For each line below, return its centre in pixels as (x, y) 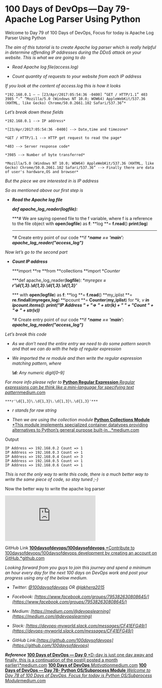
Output (12, 439)
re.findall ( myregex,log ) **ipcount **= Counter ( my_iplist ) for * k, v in (81, 300)
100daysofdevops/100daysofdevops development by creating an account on (81, 553)
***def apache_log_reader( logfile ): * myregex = (59, 280)
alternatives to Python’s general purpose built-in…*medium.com (75, 430)
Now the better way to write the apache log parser (55, 489)
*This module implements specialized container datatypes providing (80, 425)
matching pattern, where (37, 363)
